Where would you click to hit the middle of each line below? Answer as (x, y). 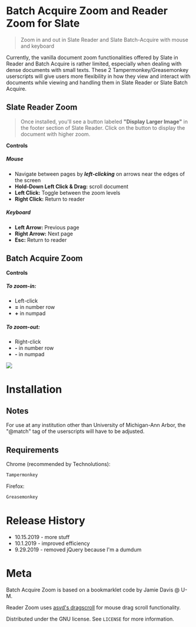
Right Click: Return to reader (50, 199)
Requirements (32, 450)
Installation (34, 389)
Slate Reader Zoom (42, 107)
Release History (46, 521)
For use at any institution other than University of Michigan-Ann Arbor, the (96, 425)
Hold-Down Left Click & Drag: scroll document (71, 186)
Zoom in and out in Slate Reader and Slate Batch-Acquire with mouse (104, 40)
